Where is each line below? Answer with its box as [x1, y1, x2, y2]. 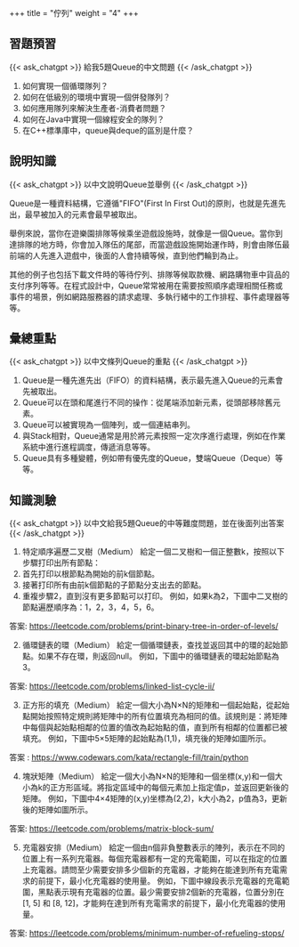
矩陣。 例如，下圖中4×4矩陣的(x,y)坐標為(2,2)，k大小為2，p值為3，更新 [21, 793, 287, 804]
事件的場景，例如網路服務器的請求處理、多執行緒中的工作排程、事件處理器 [9, 291, 282, 302]
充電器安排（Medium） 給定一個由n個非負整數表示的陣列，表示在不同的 [21, 842, 286, 853]
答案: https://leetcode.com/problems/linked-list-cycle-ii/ [9, 681, 215, 692]
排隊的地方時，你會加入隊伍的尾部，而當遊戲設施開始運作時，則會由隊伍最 [16, 239, 290, 249]
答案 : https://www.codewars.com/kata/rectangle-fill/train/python [9, 752, 249, 763]
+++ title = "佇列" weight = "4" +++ [9, 8, 140, 18]
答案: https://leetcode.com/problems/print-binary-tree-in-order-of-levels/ [9, 621, 279, 632]
